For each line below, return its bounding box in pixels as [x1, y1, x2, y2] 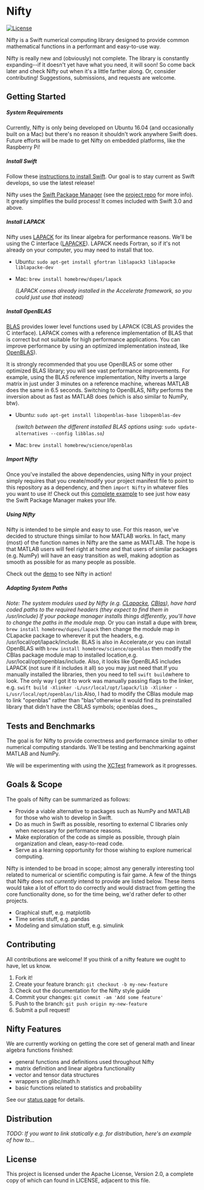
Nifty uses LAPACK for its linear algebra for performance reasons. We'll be [6, 233, 192, 241]
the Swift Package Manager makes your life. [6, 497, 117, 504]
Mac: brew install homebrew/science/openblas [15, 441, 133, 449]
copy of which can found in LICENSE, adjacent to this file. [6, 1177, 151, 1184]
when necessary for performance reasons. [15, 827, 123, 834]
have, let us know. [6, 962, 52, 969]
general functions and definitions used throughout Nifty [15, 1058, 155, 1066]
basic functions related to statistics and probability [15, 1084, 142, 1092]
